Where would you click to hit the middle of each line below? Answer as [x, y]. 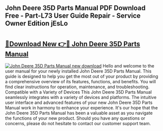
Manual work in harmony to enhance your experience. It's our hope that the [81, 108]
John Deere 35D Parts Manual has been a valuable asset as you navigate [79, 113]
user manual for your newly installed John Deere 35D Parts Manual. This [78, 71]
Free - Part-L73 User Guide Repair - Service [73, 16]
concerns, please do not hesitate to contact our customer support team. [78, 123]
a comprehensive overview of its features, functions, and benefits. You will [81, 82]
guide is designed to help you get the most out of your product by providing [82, 76]
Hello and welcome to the [129, 66]
